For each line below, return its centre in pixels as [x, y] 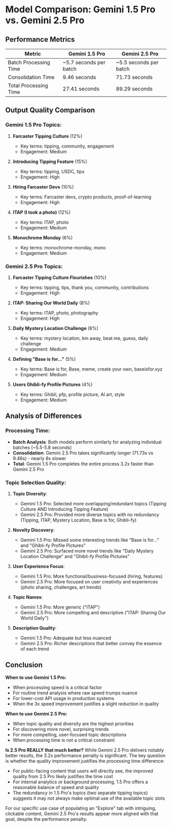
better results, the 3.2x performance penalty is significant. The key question [85, 755]
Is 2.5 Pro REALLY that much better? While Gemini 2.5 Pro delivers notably [85, 750]
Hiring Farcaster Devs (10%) [43, 187]
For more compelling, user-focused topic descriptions [70, 734]
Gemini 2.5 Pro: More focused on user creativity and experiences [89, 581]
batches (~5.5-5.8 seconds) [42, 447]
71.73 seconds [134, 77]
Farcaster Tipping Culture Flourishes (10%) [59, 277]
